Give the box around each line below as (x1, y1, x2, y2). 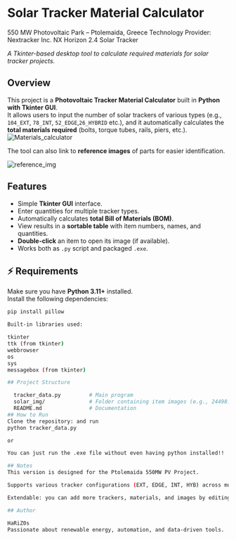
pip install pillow (7, 308, 65, 315)
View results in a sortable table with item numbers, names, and (17, 221, 202, 230)
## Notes (7, 462, 33, 470)
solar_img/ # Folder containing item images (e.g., (13, 398, 209, 405)
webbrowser (7, 346, 39, 354)
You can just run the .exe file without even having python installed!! (7, 449, 225, 457)
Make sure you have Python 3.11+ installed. (7, 287, 133, 296)
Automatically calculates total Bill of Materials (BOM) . (17, 214, 174, 223)
